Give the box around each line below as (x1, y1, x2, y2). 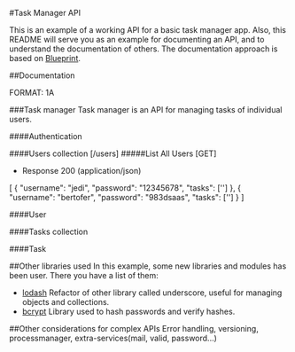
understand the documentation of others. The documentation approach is (9, 43, 278, 54)
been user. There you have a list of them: (9, 270, 159, 280)
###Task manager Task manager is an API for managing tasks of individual (9, 105, 283, 114)
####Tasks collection (9, 226, 89, 237)
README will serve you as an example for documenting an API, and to (9, 35, 265, 44)
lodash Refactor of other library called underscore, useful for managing (21, 287, 283, 298)
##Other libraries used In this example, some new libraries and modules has (9, 261, 287, 271)
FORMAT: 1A (9, 88, 55, 98)
